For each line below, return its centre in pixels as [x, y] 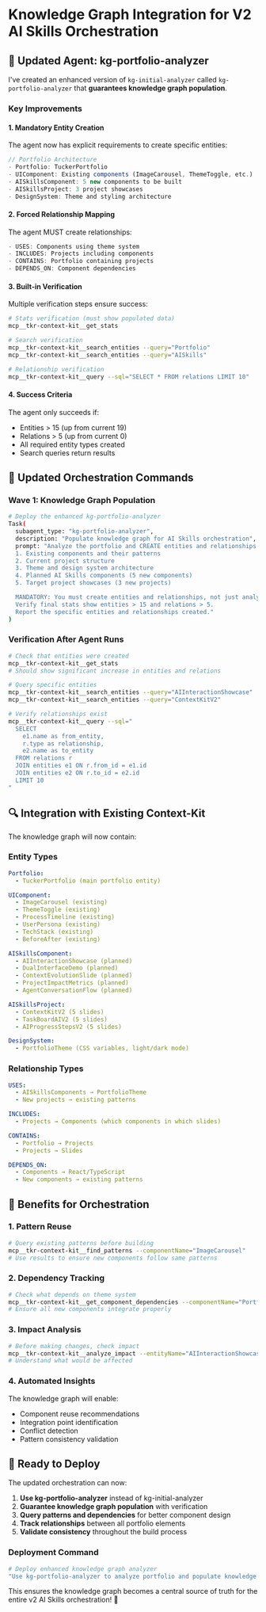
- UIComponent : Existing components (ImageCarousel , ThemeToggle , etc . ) [131, 174]
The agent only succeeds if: [54, 412]
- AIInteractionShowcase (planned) [74, 961]
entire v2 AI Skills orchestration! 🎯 [63, 1600]
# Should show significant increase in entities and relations [115, 671]
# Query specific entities [53, 685]
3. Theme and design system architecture [85, 568]
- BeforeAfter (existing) [58, 939]
